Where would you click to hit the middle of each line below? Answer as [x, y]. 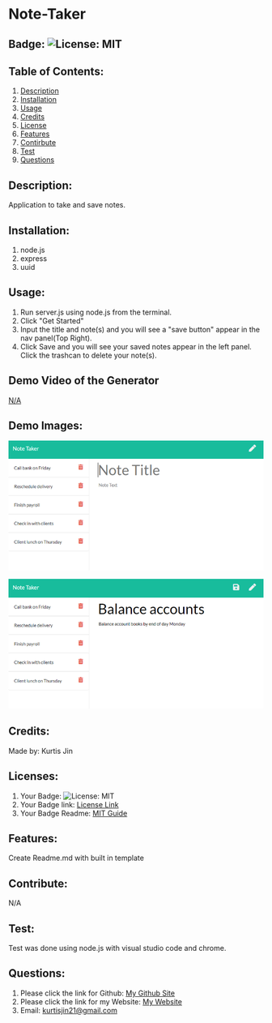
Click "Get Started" [52, 320]
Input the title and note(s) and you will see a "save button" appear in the [140, 329]
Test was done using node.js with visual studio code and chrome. [117, 948]
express [33, 259]
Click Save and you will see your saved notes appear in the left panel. [136, 346]
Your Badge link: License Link [69, 804]
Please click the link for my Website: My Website [101, 1001]
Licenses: [34, 776]
